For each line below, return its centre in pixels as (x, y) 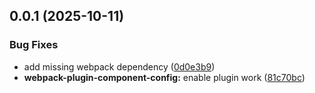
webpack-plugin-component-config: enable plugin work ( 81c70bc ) (164, 77)
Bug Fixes (34, 45)
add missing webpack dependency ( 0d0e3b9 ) (119, 66)
